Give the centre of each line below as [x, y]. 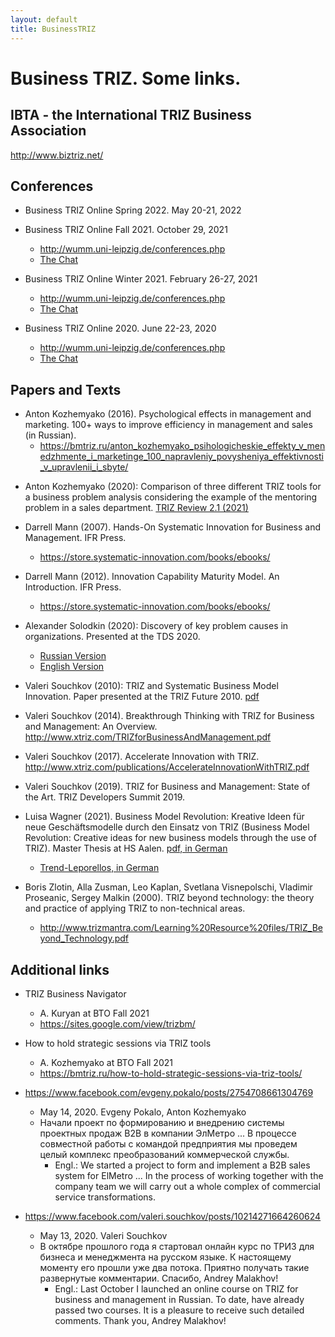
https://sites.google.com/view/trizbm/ [117, 1023]
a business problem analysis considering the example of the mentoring [171, 497]
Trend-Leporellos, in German [99, 868]
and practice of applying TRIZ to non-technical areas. [135, 908]
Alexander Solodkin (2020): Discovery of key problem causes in [156, 626]
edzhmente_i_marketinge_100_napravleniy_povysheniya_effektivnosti [181, 457]
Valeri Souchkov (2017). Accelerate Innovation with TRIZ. [142, 757]
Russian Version [73, 656]
